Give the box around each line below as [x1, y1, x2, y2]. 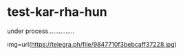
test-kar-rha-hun [7, 4, 108, 20]
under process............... [7, 27, 74, 35]
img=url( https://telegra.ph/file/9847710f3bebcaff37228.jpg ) [7, 40, 177, 48]
